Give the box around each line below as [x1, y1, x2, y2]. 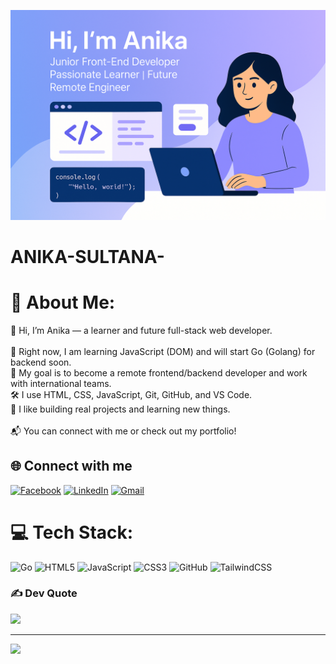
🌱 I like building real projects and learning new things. [10, 403, 231, 415]
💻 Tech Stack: [10, 521, 134, 544]
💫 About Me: [10, 291, 116, 314]
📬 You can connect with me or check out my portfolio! [10, 425, 237, 437]
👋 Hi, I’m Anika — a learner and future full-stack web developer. [10, 324, 273, 336]
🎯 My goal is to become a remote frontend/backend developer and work [10, 366, 308, 379]
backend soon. [10, 356, 72, 368]
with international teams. [10, 377, 112, 389]
